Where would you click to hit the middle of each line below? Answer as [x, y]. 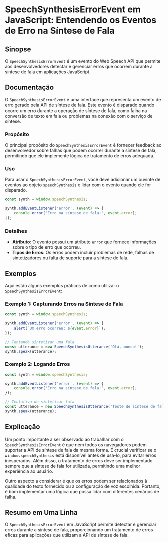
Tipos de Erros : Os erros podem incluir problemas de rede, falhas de [83, 253]
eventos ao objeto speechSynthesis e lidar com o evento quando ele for [78, 185]
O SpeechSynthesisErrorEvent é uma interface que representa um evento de [83, 99]
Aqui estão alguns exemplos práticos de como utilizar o [62, 286]
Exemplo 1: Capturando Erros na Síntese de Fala [64, 304]
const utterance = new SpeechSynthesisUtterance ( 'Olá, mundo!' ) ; [74, 347]
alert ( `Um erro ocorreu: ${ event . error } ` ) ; [60, 328]
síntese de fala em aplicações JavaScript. [48, 72]
